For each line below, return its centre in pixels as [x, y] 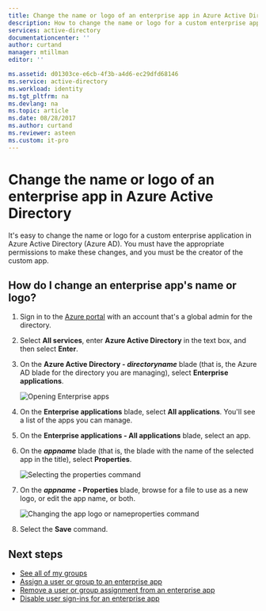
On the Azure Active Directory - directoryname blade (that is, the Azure [138, 365]
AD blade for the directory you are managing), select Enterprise [124, 372]
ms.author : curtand [40, 126]
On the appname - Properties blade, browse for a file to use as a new [134, 490]
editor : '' [26, 60]
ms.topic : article [38, 111]
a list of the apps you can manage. [76, 420]
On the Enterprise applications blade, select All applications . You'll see [137, 412]
